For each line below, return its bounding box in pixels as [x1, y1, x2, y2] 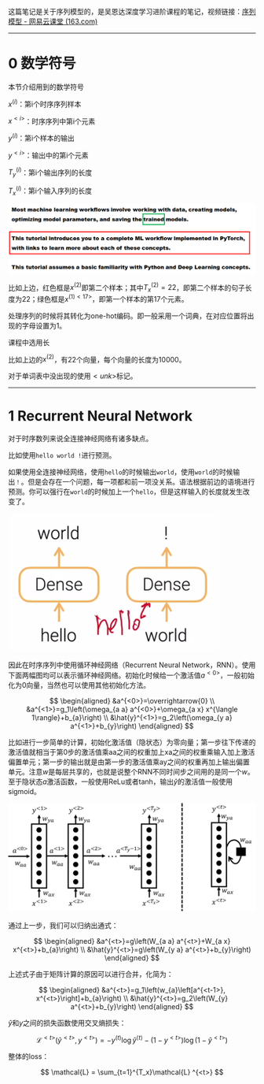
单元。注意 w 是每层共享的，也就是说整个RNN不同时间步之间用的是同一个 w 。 [8, 767, 255, 777]
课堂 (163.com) [49, 17, 98, 26]
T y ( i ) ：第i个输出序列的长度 [8, 166, 93, 179]
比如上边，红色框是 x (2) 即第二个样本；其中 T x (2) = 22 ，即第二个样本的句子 [8, 281, 246, 294]
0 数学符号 [8, 54, 76, 72]
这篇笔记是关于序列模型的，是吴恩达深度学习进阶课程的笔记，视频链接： [8, 7, 242, 16]
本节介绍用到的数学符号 [8, 82, 84, 91]
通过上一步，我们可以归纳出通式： [8, 920, 119, 930]
